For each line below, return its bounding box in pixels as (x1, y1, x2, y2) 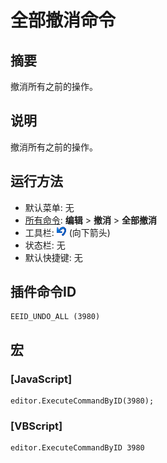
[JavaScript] (10, 372, 73, 386)
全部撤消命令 (10, 9, 117, 32)
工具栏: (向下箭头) (24, 226, 111, 238)
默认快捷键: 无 (24, 251, 83, 263)
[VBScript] (10, 419, 63, 433)
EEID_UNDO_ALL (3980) (10, 312, 101, 322)
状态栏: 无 (24, 239, 66, 251)
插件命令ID (10, 284, 77, 301)
